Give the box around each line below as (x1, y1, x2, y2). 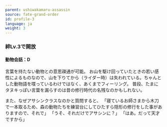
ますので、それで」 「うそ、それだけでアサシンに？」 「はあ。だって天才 (9, 110, 161, 116)
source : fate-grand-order (5, 12, 59, 17)
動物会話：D (5, 56, 31, 62)
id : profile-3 (5, 16, 35, 21)
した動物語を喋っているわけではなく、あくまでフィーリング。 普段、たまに (5, 81, 159, 87)
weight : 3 (5, 26, 26, 31)
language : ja (5, 21, 32, 26)
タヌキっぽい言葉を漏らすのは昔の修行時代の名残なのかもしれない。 (5, 87, 145, 93)
